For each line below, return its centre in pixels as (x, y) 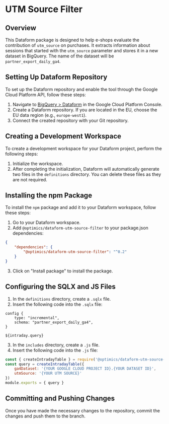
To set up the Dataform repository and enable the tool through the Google (81, 89)
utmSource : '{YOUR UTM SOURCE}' (48, 374)
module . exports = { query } (35, 383)
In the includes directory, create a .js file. (56, 345)
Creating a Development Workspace (63, 136)
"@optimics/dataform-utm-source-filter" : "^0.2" (75, 252)
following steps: (22, 154)
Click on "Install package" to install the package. (63, 271)
